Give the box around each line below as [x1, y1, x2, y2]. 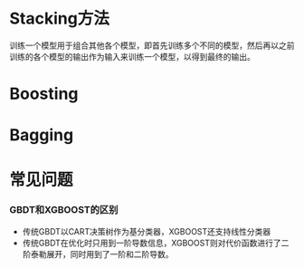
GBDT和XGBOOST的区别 [9, 204, 119, 216]
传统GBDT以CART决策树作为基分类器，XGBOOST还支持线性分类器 [22, 225, 271, 236]
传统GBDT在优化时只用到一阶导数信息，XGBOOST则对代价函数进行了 [22, 237, 282, 248]
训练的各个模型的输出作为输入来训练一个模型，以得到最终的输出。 [9, 51, 255, 62]
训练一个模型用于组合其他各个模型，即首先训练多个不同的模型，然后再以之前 [9, 40, 295, 51]
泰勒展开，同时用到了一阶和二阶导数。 [30, 248, 174, 259]
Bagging [9, 125, 74, 146]
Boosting [9, 83, 79, 104]
